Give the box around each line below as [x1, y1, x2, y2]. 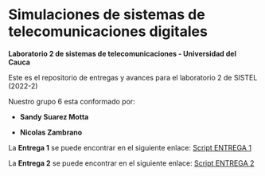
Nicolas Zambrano [19, 127, 83, 137]
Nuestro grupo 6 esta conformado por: [8, 96, 135, 106]
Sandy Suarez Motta [19, 111, 89, 121]
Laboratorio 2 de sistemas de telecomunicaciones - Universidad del [8, 49, 237, 58]
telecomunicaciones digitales [8, 22, 208, 41]
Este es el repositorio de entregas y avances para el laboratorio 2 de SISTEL [8, 72, 258, 82]
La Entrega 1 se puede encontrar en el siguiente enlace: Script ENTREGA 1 [8, 143, 252, 152]
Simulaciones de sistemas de [8, 6, 205, 24]
